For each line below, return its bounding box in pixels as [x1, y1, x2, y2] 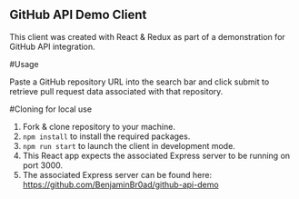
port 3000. [22, 159, 64, 171]
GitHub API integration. [9, 41, 95, 52]
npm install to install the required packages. [22, 131, 191, 142]
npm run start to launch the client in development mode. [22, 140, 236, 151]
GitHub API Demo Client [9, 7, 147, 23]
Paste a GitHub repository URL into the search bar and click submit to [9, 76, 270, 87]
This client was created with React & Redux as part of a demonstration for [9, 31, 286, 42]
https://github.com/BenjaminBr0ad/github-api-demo [22, 179, 220, 190]
